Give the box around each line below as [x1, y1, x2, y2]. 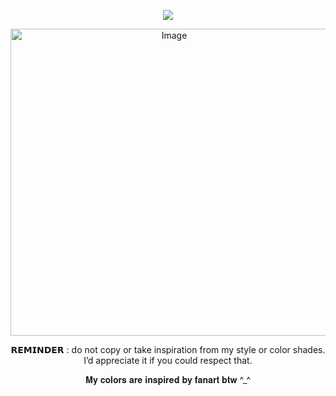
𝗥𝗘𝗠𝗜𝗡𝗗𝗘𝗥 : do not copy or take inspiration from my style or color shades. [10, 344, 326, 355]
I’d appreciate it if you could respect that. [83, 355, 253, 366]
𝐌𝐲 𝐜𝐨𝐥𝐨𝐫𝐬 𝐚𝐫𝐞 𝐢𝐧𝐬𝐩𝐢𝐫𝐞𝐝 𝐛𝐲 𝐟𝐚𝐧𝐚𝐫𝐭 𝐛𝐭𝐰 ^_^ [84, 374, 252, 385]
